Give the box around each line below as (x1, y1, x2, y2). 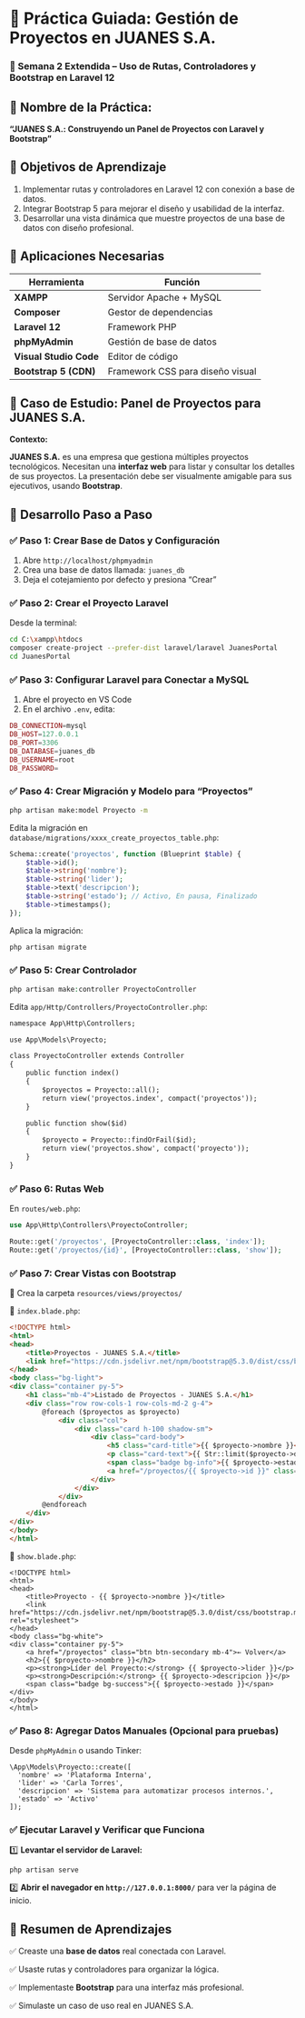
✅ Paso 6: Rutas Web (9, 1182, 104, 1194)
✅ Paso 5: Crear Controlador (9, 964, 138, 976)
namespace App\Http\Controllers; (9, 1018, 136, 1028)
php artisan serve (9, 1865, 79, 1875)
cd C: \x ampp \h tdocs (9, 635, 84, 644)
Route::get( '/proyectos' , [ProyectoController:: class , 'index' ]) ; (9, 1237, 266, 1246)
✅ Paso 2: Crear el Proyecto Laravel (9, 596, 170, 609)
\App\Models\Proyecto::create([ (9, 1763, 132, 1772)
